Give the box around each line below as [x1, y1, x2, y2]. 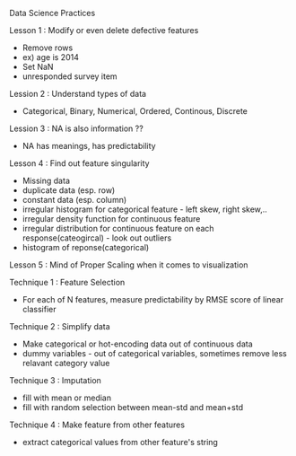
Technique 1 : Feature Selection [9, 277, 126, 287]
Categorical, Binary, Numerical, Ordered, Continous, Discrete [22, 106, 248, 116]
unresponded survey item [22, 71, 118, 82]
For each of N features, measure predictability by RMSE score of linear [22, 294, 284, 304]
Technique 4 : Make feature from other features [9, 419, 186, 430]
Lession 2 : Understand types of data [9, 89, 146, 99]
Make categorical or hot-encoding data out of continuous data [22, 338, 253, 349]
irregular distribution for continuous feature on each [22, 224, 214, 233]
